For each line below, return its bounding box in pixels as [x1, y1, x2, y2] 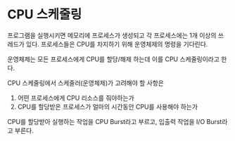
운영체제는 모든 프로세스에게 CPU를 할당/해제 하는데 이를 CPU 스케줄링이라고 [7, 54, 220, 63]
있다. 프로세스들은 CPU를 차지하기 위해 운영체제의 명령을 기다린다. [25, 39, 208, 48]
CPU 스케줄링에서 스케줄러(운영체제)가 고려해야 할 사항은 [7, 78, 164, 87]
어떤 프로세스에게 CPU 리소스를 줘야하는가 [17, 93, 135, 102]
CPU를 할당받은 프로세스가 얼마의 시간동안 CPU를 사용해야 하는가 [17, 102, 198, 111]
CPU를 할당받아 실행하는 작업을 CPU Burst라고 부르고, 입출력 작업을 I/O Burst [7, 117, 222, 125]
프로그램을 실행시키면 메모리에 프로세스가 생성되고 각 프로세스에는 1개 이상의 [7, 31, 217, 39]
